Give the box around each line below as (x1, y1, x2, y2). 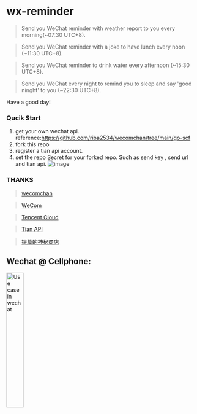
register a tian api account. (15, 147, 83, 155)
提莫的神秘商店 (21, 238, 59, 245)
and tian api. (15, 160, 47, 168)
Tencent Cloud (21, 213, 59, 221)
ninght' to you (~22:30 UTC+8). (21, 86, 102, 93)
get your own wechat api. (15, 128, 80, 135)
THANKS (6, 176, 34, 184)
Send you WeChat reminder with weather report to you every (21, 25, 176, 32)
